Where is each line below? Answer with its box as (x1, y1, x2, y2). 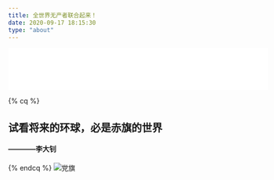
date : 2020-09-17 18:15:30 (8, 19, 96, 27)
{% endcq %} (8, 163, 52, 172)
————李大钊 (8, 144, 56, 153)
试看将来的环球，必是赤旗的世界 (8, 121, 163, 134)
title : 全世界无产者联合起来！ (8, 11, 97, 20)
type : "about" (8, 26, 55, 34)
